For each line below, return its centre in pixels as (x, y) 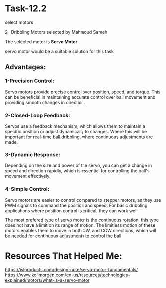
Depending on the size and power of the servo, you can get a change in (79, 166)
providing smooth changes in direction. (45, 102)
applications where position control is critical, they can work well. (72, 210)
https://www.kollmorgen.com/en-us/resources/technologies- (68, 275)
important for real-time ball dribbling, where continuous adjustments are (79, 137)
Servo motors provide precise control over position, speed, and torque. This (83, 92)
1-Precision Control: (30, 81)
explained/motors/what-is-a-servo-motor (48, 280)
